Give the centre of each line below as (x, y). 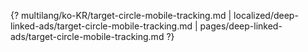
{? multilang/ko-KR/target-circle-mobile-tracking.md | (121, 15)
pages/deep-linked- (241, 26)
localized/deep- (266, 15)
